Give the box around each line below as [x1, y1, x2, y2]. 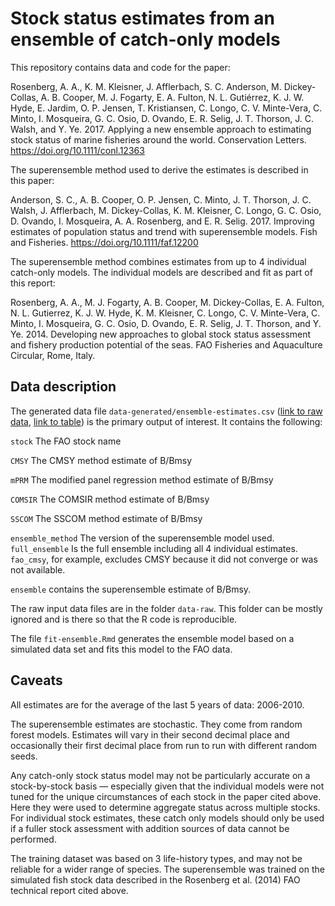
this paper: [10, 174, 55, 186]
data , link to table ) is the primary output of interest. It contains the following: [10, 415, 323, 427]
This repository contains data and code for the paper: [10, 61, 231, 73]
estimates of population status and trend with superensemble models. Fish [10, 225, 318, 237]
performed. [10, 833, 57, 845]
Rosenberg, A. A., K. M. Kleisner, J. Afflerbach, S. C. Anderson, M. [10, 80, 282, 92]
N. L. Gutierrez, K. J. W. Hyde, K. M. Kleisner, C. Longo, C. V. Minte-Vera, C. [10, 307, 321, 319]
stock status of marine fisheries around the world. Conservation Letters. [10, 133, 307, 146]
